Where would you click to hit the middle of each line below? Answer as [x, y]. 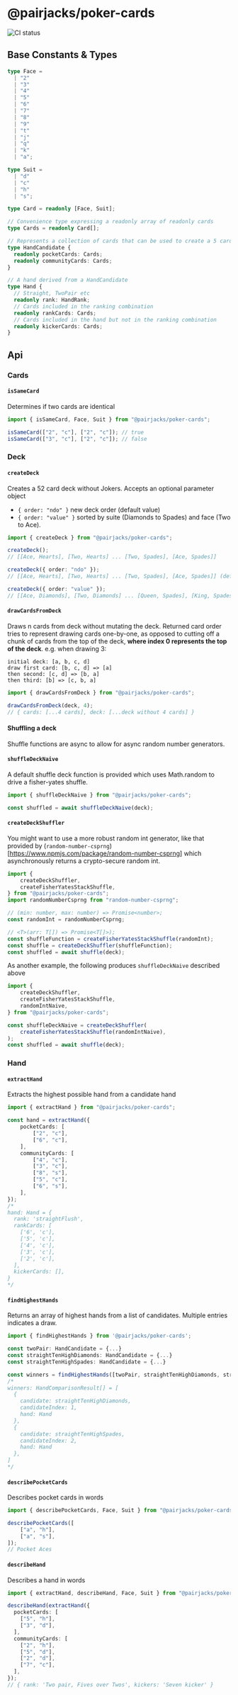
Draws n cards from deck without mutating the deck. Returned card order [114, 626]
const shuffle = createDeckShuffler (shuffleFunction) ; [90, 945]
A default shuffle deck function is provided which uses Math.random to [111, 775]
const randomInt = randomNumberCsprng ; [66, 920]
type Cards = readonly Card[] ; [53, 228]
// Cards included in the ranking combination [84, 306]
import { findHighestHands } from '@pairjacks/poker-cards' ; [100, 1336]
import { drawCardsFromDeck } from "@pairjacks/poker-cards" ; [101, 692]
